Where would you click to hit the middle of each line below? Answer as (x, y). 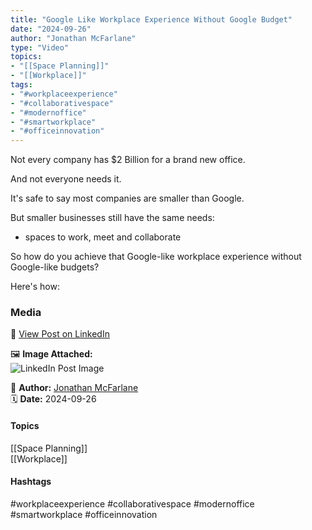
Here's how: (35, 287)
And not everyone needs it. (66, 179)
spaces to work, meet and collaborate (103, 237)
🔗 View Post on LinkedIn (60, 334)
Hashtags (31, 482)
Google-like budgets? (55, 267)
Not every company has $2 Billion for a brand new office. (128, 160)
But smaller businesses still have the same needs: (112, 218)
